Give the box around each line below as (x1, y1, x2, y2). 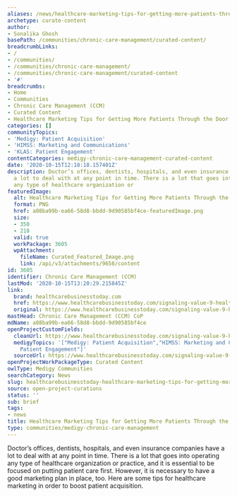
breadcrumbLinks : (7, 43, 59, 50)
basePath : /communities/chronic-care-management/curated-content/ (7, 37, 207, 44)
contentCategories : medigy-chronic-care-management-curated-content (7, 155, 213, 163)
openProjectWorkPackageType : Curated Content (7, 358, 143, 366)
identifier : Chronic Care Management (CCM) (7, 273, 138, 280)
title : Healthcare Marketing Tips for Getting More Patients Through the (7, 418, 229, 425)
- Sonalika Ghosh (7, 30, 59, 37)
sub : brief (7, 398, 39, 405)
